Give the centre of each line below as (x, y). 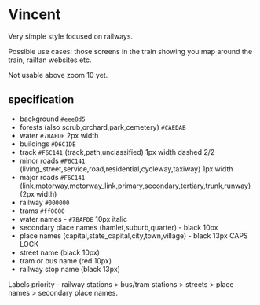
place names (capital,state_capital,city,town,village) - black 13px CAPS (134, 235)
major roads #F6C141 (52, 177)
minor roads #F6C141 (52, 160)
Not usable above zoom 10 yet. (58, 75)
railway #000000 (44, 202)
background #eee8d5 (52, 119)
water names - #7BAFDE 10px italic (73, 219)
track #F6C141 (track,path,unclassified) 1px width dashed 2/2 (117, 152)
